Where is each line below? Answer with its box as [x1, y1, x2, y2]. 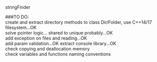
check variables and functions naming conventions [5, 51, 111, 57]
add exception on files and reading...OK [5, 35, 87, 41]
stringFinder [5, 4, 31, 10]
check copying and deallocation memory [5, 46, 90, 51]
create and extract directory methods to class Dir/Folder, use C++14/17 [5, 19, 152, 25]
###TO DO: [5, 14, 29, 19]
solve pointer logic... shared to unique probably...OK [5, 30, 113, 35]
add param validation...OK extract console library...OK [5, 40, 117, 46]
